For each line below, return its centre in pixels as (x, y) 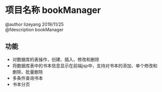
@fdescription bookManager (34, 29)
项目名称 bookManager (53, 10)
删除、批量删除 (27, 72)
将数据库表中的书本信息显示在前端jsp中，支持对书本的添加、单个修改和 (85, 66)
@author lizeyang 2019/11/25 (34, 24)
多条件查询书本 (27, 78)
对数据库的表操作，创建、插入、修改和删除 (56, 59)
